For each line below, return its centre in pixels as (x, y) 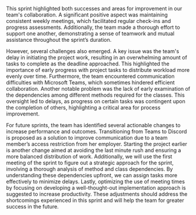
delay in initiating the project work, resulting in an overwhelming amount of (97, 57)
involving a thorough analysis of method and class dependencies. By (89, 169)
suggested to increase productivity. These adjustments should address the (97, 194)
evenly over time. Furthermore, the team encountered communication (90, 76)
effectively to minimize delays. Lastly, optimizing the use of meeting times (96, 181)
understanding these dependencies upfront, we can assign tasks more (92, 175)
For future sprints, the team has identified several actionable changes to (93, 125)
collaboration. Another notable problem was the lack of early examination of (98, 89)
